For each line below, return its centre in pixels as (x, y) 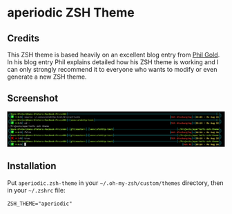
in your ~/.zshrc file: (36, 190)
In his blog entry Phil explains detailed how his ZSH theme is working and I (113, 62)
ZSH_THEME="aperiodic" (40, 204)
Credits (23, 38)
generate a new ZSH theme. (47, 77)
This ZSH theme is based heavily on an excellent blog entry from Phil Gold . (114, 55)
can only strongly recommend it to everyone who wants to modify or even (112, 69)
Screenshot (33, 98)
